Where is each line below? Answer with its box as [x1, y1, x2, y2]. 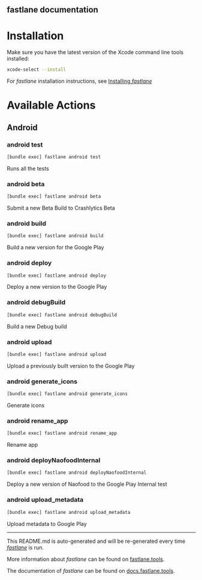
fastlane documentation [7, 5, 98, 15]
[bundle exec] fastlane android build [7, 233, 104, 239]
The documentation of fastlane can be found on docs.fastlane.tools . [7, 567, 176, 574]
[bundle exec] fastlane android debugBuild [7, 312, 117, 318]
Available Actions [7, 98, 96, 112]
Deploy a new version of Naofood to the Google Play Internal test [7, 480, 167, 488]
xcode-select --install [7, 67, 67, 73]
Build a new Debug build [7, 322, 67, 330]
